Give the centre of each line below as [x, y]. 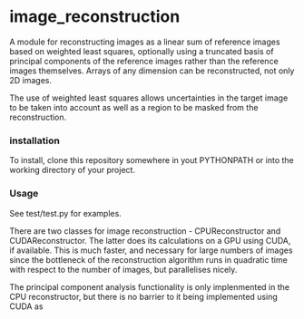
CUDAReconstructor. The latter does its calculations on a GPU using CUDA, [150, 240]
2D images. [31, 80]
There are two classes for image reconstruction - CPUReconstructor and [145, 231]
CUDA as [26, 306]
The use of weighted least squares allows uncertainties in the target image [149, 98]
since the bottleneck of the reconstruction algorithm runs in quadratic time [148, 259]
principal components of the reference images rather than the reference [144, 61]
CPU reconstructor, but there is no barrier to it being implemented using [144, 296]
